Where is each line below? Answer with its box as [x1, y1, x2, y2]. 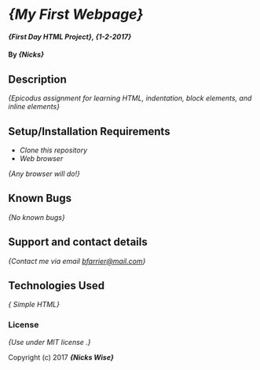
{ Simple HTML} [8, 300, 60, 310]
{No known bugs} [8, 212, 65, 222]
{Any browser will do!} [8, 169, 80, 178]
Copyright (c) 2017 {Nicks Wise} [8, 352, 115, 362]
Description [8, 72, 67, 86]
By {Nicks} [8, 49, 45, 60]
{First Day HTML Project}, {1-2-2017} [8, 31, 132, 41]
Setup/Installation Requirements [8, 124, 170, 138]
